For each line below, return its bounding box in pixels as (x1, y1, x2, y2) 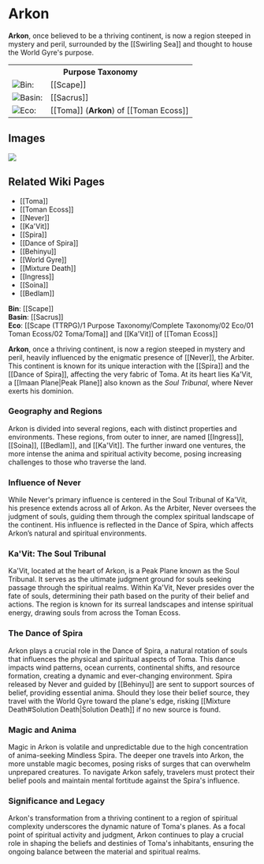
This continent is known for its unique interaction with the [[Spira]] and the (8, 361, 250, 370)
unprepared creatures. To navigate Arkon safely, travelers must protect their (8, 768, 255, 777)
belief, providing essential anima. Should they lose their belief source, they (8, 688, 250, 697)
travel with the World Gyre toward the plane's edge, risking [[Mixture (8, 696, 231, 705)
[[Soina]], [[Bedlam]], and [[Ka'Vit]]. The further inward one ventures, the (8, 440, 246, 450)
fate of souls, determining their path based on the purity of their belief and (8, 592, 250, 601)
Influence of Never (8, 477, 81, 488)
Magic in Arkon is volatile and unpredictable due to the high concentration (8, 742, 248, 752)
